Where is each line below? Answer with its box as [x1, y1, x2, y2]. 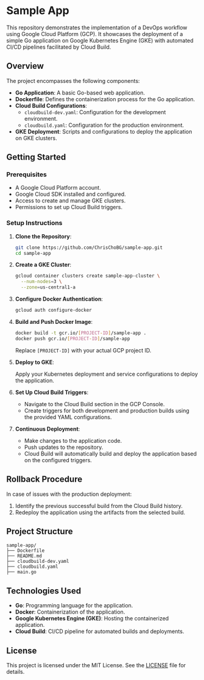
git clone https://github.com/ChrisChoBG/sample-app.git [15, 245, 163, 251]
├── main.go [6, 569, 37, 575]
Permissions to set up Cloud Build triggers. [15, 204, 123, 211]
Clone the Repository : [15, 232, 72, 240]
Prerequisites [6, 170, 47, 179]
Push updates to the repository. [24, 443, 104, 451]
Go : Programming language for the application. [15, 602, 133, 609]
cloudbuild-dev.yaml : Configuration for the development [24, 108, 166, 116]
